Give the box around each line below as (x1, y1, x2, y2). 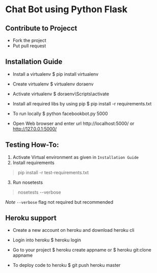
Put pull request (12, 43, 46, 49)
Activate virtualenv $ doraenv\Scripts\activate (12, 91, 110, 97)
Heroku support (5, 214, 57, 223)
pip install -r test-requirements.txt (17, 169, 89, 175)
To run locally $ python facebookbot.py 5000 (12, 111, 108, 117)
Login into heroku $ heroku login (12, 237, 82, 243)
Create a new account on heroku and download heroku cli (12, 227, 135, 233)
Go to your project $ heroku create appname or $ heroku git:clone (12, 247, 151, 253)
